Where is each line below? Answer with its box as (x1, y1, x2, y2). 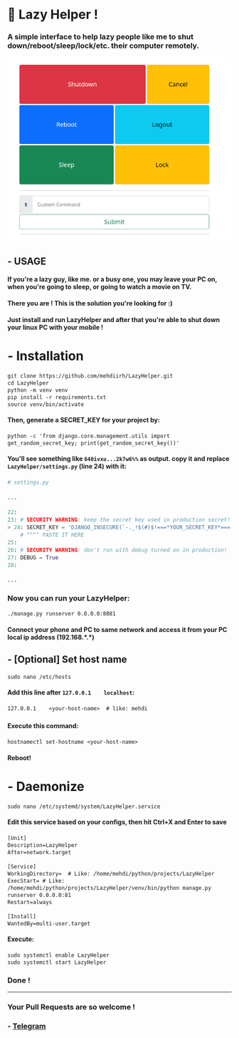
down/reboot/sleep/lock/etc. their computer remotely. (7, 41, 199, 51)
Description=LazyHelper (7, 841, 78, 848)
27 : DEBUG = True (7, 554, 59, 561)
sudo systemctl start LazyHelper (7, 959, 107, 966)
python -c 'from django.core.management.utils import (7, 432, 171, 440)
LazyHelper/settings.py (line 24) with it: (7, 462, 127, 471)
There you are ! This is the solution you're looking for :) (7, 299, 173, 307)
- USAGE (7, 255, 46, 267)
